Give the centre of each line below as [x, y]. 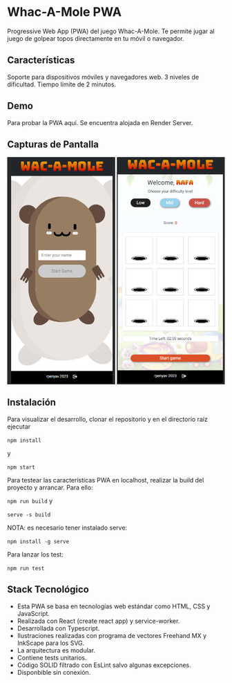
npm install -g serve [38, 541]
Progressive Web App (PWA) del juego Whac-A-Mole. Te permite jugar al [111, 31]
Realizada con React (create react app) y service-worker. [98, 621]
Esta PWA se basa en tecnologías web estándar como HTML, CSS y [114, 606]
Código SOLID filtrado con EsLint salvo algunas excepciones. [104, 665]
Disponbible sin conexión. [54, 672]
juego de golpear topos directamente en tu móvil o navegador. [96, 38]
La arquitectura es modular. [56, 650]
